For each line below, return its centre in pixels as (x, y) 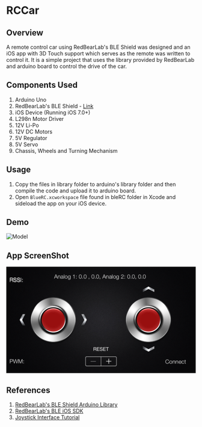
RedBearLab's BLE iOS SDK (49, 411)
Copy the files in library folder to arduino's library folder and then (95, 184)
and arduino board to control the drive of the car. (67, 66)
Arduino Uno (31, 99)
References (28, 390)
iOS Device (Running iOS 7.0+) (53, 112)
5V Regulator (31, 138)
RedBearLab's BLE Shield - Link (54, 106)
